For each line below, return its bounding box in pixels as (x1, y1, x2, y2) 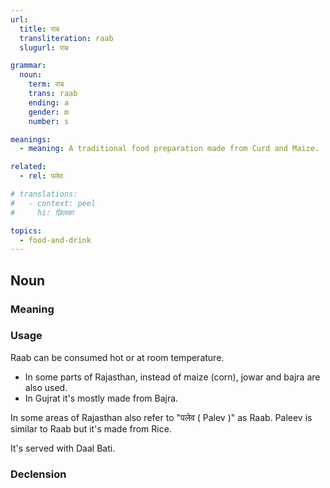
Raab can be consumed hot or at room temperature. (10, 351, 225, 363)
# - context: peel (10, 198, 97, 208)
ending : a (28, 97, 70, 108)
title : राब (19, 24, 60, 34)
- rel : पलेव (19, 171, 63, 181)
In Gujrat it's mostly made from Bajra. (24, 392, 179, 404)
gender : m (28, 107, 70, 117)
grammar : (10, 61, 47, 71)
